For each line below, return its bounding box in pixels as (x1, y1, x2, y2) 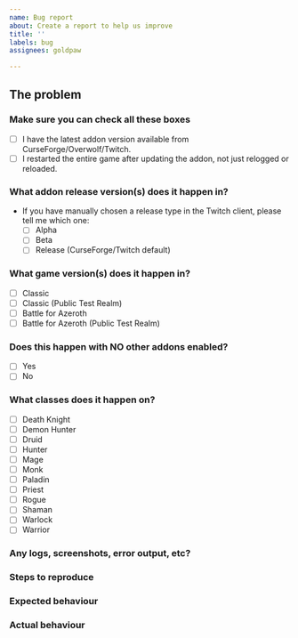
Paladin (21, 474, 51, 485)
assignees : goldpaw (9, 46, 82, 55)
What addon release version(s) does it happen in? (9, 185, 229, 198)
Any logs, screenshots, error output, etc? (9, 547, 191, 560)
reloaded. (21, 163, 58, 174)
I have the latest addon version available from (21, 133, 189, 144)
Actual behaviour (9, 619, 86, 632)
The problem (9, 86, 82, 102)
